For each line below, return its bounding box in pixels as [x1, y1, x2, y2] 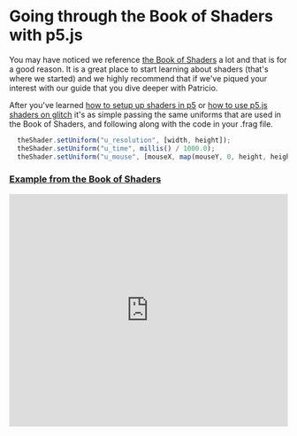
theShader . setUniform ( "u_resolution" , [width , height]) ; [17, 136, 232, 144]
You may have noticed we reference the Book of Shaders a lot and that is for [9, 54, 287, 65]
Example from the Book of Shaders [9, 173, 162, 185]
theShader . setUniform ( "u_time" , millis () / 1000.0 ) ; [17, 144, 216, 152]
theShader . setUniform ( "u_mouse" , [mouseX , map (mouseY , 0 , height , [17, 152, 267, 161]
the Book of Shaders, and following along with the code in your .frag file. [9, 118, 274, 129]
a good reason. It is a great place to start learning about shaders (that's [9, 64, 269, 74]
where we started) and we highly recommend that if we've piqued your [9, 73, 268, 83]
